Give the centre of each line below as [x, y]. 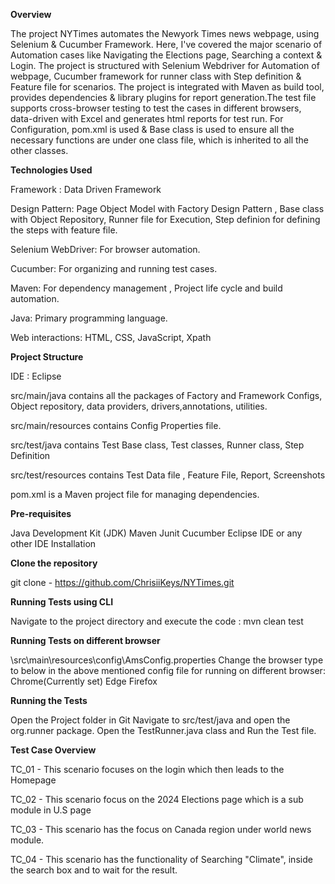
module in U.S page [51, 810]
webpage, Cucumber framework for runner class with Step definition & [156, 76]
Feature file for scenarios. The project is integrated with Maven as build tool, [167, 87]
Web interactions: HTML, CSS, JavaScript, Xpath [111, 337]
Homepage [33, 780]
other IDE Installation [53, 543]
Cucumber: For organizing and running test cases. [114, 268]
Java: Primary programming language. [89, 318]
